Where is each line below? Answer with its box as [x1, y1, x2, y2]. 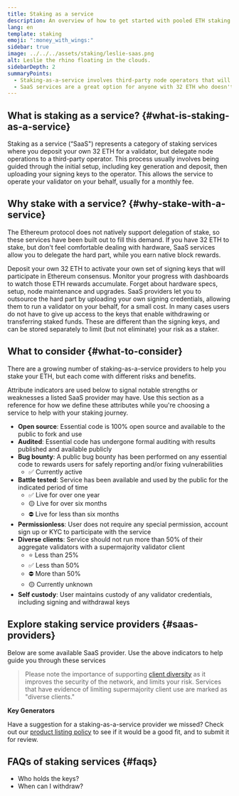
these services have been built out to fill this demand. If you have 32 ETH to [7, 235, 230, 244]
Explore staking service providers [7, 618, 160, 630]
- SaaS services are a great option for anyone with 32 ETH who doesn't [14, 83, 234, 90]
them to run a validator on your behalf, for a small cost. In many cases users [7, 302, 230, 310]
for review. [7, 735, 38, 743]
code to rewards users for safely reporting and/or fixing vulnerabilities [17, 460, 223, 468]
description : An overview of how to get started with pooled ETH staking [7, 17, 231, 24]
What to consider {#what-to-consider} [7, 346, 183, 358]
